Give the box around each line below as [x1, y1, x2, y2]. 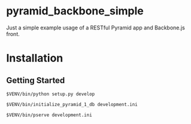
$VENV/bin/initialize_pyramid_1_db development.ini [6, 101, 138, 107]
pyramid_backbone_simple [6, 4, 144, 18]
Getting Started [6, 75, 65, 85]
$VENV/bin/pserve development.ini [6, 112, 93, 118]
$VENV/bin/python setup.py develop [6, 91, 95, 97]
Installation [6, 52, 63, 65]
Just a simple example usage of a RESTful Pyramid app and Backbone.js [6, 24, 186, 31]
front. [6, 30, 20, 37]
